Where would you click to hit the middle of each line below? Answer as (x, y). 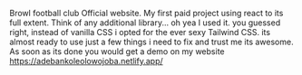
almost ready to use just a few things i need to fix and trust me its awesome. (151, 42)
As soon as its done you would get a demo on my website (117, 52)
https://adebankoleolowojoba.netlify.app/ (86, 61)
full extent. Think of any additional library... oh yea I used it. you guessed (145, 23)
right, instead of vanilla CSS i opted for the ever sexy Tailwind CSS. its (140, 32)
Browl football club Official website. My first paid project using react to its (146, 13)
